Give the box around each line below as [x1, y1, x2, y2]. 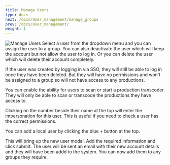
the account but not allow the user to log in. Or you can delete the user [5, 51, 153, 57]
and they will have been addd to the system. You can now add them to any [5, 149, 161, 155]
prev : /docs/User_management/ [5, 21, 70, 27]
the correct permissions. [5, 118, 57, 124]
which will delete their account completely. [5, 56, 95, 62]
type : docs [5, 12, 28, 17]
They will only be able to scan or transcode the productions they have [5, 92, 151, 98]
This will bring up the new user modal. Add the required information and [5, 138, 156, 144]
